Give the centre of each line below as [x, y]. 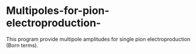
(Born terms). [22, 45]
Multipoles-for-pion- [58, 11]
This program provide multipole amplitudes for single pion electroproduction [98, 39]
